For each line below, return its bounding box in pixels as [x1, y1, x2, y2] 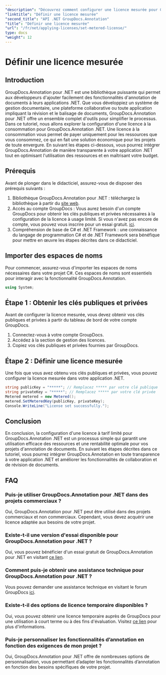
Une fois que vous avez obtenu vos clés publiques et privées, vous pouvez [5, 370, 158, 376]
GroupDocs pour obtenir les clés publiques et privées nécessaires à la [12, 210, 156, 216]
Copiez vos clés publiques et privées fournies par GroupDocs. [12, 342, 139, 348]
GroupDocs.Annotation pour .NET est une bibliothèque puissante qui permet [5, 89, 161, 95]
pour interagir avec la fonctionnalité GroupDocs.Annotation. [5, 275, 126, 281]
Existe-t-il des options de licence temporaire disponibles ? [5, 602, 148, 608]
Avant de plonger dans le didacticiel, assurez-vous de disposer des [5, 180, 142, 186]
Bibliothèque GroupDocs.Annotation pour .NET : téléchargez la [12, 195, 140, 201]
